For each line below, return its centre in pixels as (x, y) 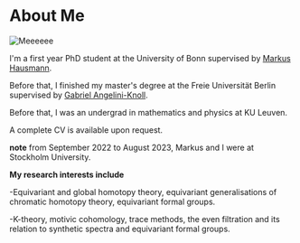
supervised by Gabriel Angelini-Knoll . (79, 95)
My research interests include (67, 174)
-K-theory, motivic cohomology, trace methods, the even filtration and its (145, 219)
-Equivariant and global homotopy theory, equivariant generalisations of (143, 192)
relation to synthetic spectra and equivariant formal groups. (120, 229)
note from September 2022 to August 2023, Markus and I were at (132, 147)
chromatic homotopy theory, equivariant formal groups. (112, 201)
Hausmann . (31, 68)
